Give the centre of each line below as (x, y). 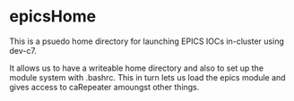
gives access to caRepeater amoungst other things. (104, 87)
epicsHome (53, 17)
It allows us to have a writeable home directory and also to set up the (137, 68)
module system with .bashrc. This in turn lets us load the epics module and (147, 77)
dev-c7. (23, 50)
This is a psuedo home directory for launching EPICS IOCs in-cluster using (147, 41)
